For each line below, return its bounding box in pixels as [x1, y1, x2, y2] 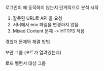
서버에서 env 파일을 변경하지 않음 [12, 22, 79, 27]
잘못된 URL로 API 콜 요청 [12, 15, 62, 21]
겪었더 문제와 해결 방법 [5, 39, 50, 45]
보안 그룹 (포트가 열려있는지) [5, 50, 62, 55]
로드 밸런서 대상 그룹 [5, 60, 46, 66]
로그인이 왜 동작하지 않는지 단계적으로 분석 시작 [5, 5, 99, 10]
